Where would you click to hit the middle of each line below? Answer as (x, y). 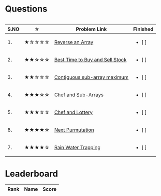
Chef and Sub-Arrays (79, 94)
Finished (143, 29)
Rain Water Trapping (77, 147)
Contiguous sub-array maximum (91, 77)
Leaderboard (31, 174)
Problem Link (91, 29)
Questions (26, 9)
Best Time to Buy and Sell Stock (90, 60)
